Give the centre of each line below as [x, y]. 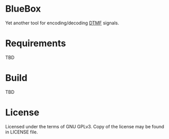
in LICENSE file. [22, 132]
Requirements [36, 43]
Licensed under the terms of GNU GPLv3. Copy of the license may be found [85, 126]
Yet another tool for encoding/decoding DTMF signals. [62, 23]
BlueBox [23, 9]
